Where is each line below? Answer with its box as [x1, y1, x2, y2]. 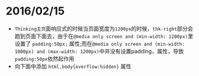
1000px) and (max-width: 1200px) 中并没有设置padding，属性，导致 [14, 47, 184, 55]
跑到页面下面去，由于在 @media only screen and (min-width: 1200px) [14, 32, 188, 40]
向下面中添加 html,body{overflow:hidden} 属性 [14, 62, 131, 70]
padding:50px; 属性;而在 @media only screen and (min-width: [32, 40, 185, 47]
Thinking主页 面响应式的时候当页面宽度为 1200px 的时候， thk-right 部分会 [14, 25, 194, 32]
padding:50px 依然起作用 [14, 55, 74, 62]
